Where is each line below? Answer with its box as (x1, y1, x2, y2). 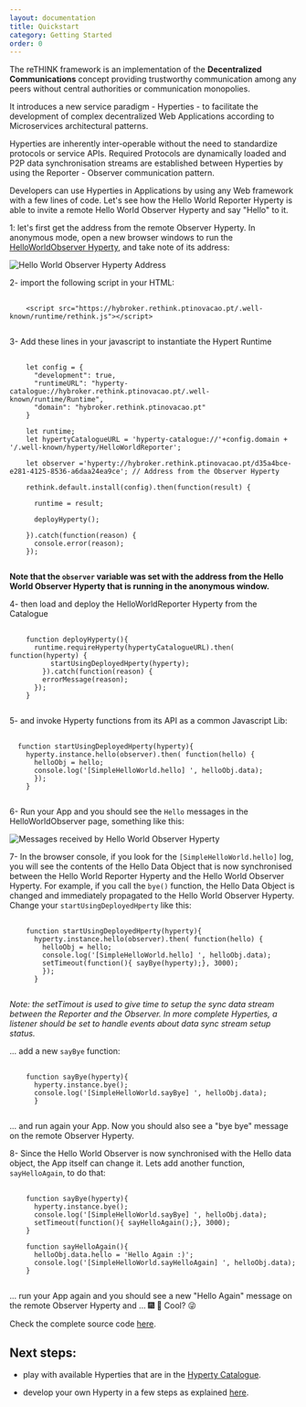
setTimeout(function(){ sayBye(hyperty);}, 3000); (42, 959, 239, 968)
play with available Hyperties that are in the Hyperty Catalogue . (22, 1369, 262, 1380)
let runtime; (26, 427, 76, 436)
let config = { (26, 363, 84, 372)
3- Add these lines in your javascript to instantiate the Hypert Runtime (9, 336, 272, 348)
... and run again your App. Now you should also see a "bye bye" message (9, 1121, 290, 1132)
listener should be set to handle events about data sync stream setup (9, 1018, 271, 1029)
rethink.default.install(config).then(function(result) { (26, 483, 251, 492)
